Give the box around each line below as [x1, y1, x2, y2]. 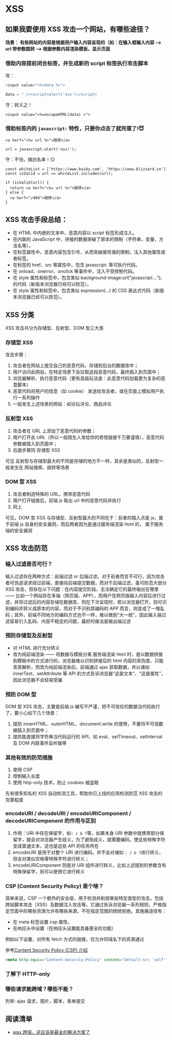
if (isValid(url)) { [5, 180, 50, 185]
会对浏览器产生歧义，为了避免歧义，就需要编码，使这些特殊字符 [30, 836, 165, 843]
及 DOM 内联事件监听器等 [12, 740, 67, 746]
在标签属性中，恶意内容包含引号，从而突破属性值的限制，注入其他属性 [12, 249, 161, 255]
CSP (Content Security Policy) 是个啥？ [5, 883, 104, 890]
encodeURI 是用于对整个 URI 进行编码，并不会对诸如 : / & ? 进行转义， [12, 849, 164, 855]
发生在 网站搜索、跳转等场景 [9, 464, 70, 470]
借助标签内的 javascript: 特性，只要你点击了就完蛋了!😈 [5, 125, 144, 132]
